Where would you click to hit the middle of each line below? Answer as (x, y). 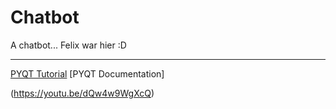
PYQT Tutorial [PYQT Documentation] (87, 73)
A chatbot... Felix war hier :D (68, 45)
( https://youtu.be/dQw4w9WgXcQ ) (82, 93)
